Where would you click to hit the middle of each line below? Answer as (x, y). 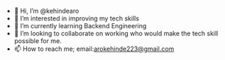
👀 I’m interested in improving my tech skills (77, 18)
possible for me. (38, 41)
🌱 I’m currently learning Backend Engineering (80, 26)
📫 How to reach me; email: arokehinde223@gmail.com (94, 49)
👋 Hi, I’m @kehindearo (46, 11)
